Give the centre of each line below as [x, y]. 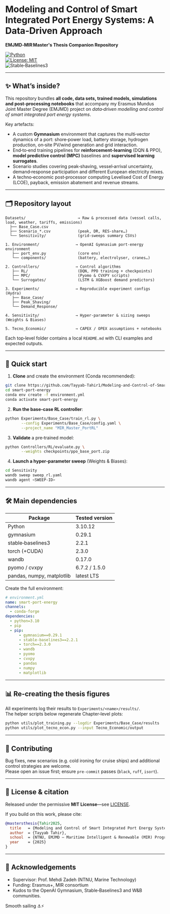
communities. [27, 896]
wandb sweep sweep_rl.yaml [34, 475]
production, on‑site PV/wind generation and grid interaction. [75, 145]
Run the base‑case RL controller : [48, 409]
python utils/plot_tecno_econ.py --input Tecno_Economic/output [74, 728]
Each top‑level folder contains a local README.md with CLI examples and [79, 338]
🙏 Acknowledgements [41, 867]
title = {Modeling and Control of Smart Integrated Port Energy [81, 828]
